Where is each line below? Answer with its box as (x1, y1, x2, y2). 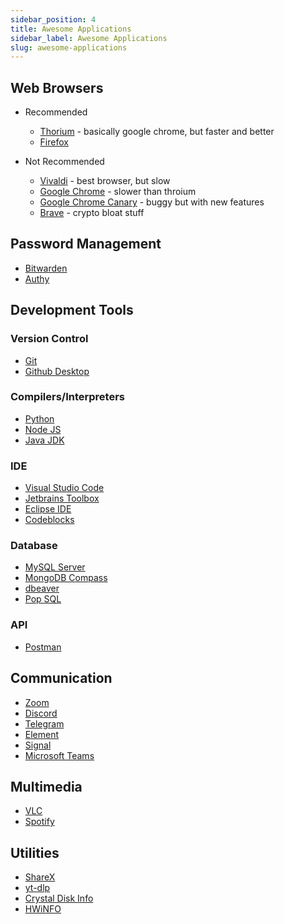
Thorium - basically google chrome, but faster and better (39, 126, 275, 138)
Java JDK (24, 434, 65, 446)
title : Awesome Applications (10, 24, 132, 34)
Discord (24, 707, 58, 719)
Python (24, 412, 55, 425)
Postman (24, 641, 62, 653)
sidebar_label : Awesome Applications (10, 33, 168, 43)
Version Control (10, 332, 89, 346)
